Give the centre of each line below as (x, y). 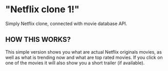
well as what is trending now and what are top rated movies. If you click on (84, 57)
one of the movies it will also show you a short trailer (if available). (75, 63)
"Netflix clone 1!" (42, 9)
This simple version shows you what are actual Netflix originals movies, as (84, 52)
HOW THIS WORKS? (38, 40)
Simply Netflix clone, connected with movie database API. (66, 23)
